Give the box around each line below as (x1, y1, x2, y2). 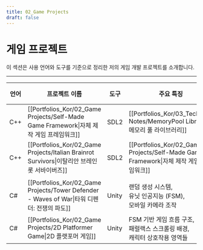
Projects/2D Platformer (27, 223, 93, 232)
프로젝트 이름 (47, 90, 83, 98)
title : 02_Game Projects (6, 8, 69, 15)
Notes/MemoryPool (129, 117, 184, 126)
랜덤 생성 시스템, (129, 183, 173, 191)
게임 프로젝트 (6, 42, 68, 56)
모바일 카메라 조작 (129, 201, 177, 209)
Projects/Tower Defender (27, 186, 99, 195)
